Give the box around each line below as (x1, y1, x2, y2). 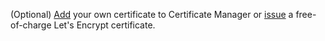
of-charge (10, 19, 52, 31)
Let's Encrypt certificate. (53, 19, 156, 31)
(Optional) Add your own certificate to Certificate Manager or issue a (10, 9, 294, 20)
